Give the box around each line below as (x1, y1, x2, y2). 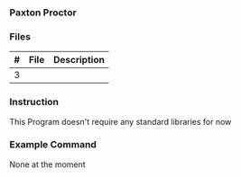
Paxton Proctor (9, 6, 77, 19)
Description (52, 54, 106, 66)
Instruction (9, 96, 60, 109)
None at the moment (9, 159, 86, 170)
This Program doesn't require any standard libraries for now (9, 116, 232, 127)
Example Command (9, 138, 97, 151)
